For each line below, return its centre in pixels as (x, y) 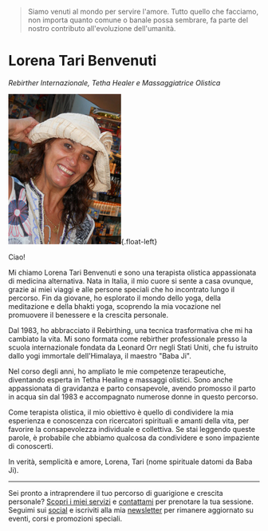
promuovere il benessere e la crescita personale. (89, 315)
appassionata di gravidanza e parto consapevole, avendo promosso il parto (132, 388)
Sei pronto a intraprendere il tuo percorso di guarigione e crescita (116, 493)
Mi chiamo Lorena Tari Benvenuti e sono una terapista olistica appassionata (132, 272)
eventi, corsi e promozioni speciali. (65, 518)
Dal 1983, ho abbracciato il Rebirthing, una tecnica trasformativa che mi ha (130, 330)
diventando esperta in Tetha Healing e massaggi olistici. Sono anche (121, 379)
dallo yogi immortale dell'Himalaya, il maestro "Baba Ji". (100, 355)
